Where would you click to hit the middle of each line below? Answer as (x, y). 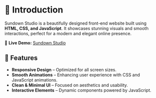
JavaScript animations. (35, 80)
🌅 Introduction (34, 10)
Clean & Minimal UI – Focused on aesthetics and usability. (70, 85)
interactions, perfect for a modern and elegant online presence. (68, 33)
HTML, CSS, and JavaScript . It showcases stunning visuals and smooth (77, 28)
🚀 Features (21, 58)
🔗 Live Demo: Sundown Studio (35, 42)
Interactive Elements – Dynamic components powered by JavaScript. (81, 90)
